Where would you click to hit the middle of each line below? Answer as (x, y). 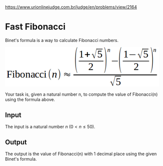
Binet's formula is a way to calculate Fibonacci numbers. (62, 40)
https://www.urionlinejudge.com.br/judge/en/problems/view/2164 (71, 7)
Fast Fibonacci (35, 27)
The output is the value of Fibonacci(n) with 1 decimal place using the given (81, 154)
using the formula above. (30, 100)
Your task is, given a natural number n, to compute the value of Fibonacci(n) (81, 94)
